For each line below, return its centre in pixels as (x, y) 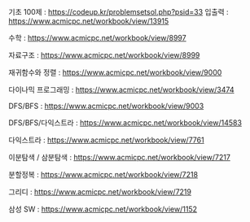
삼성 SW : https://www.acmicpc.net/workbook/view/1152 (103, 209)
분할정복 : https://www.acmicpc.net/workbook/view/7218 (103, 174)
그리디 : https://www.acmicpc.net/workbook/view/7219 (100, 192)
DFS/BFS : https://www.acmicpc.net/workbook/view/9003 (106, 106)
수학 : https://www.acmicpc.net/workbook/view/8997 (97, 38)
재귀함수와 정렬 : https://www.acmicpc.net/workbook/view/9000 (115, 72)
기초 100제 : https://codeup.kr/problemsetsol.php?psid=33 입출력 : (119, 12)
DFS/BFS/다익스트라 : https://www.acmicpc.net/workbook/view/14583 (125, 123)
